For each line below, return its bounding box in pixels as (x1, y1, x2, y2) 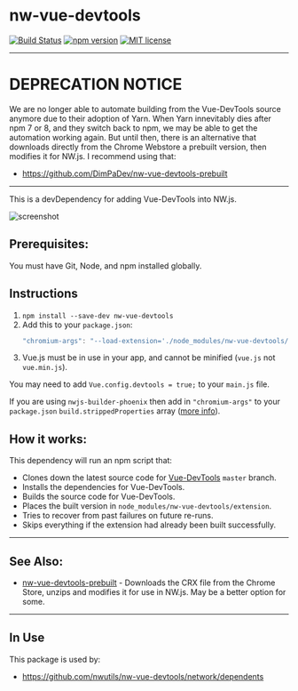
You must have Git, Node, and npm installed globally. (9, 260, 202, 271)
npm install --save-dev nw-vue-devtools (21, 311, 174, 320)
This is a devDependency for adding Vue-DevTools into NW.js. (9, 193, 237, 205)
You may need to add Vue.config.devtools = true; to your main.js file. (9, 379, 271, 390)
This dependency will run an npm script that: (9, 455, 173, 466)
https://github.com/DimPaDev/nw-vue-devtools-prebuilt (21, 168, 228, 179)
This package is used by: (9, 654, 101, 664)
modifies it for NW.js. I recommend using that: (9, 150, 176, 161)
